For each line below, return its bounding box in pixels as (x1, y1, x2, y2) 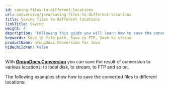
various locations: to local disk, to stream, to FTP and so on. (5, 64, 129, 70)
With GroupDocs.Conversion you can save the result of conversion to (5, 58, 151, 64)
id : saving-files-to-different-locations (5, 7, 94, 13)
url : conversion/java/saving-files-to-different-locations (5, 12, 132, 17)
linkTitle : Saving (5, 21, 44, 27)
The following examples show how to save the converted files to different (5, 73, 157, 79)
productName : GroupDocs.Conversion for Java (5, 40, 100, 45)
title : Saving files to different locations (5, 17, 100, 22)
